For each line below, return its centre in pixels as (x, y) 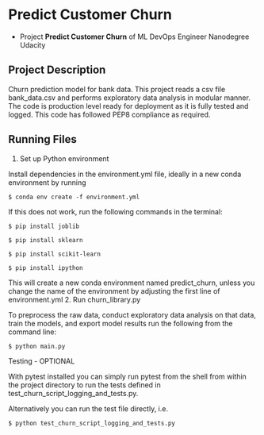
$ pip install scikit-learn (55, 254)
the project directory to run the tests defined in (84, 385)
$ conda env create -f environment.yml (74, 197)
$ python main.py (37, 346)
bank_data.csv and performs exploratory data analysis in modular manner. (130, 98)
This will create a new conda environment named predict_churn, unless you (132, 283)
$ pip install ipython (46, 268)
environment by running (47, 182)
